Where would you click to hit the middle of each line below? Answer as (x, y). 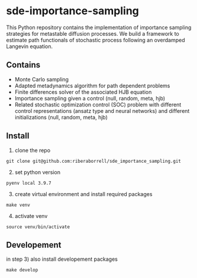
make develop (22, 270)
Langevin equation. (30, 46)
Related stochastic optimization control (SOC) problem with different (98, 105)
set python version (38, 172)
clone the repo (33, 150)
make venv (18, 205)
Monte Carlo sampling (42, 79)
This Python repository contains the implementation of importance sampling (99, 27)
